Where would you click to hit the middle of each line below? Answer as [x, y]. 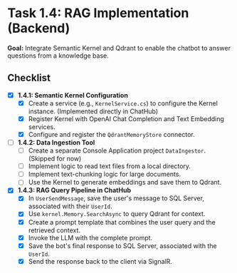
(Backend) [39, 28]
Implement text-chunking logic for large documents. [105, 174]
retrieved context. [54, 230]
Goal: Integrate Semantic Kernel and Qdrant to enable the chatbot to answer [119, 48]
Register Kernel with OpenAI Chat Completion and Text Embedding [126, 118]
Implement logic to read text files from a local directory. [109, 166]
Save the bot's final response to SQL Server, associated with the [122, 246]
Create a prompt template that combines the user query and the [122, 222]
